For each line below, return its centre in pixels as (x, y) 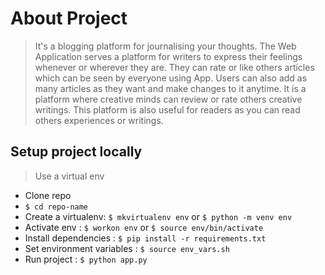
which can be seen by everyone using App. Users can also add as (171, 78)
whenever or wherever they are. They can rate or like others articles (174, 67)
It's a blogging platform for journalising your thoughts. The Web (165, 46)
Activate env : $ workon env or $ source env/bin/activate (144, 227)
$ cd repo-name (56, 207)
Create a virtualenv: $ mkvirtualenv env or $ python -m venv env (158, 216)
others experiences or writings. (99, 120)
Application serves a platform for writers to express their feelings (168, 56)
